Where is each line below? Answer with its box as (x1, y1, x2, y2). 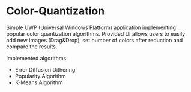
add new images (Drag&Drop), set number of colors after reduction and (6, 36, 183, 44)
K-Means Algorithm (14, 79, 63, 86)
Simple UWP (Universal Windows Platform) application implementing (6, 24, 176, 31)
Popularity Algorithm (14, 72, 66, 79)
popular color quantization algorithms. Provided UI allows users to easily (6, 30, 186, 37)
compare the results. (6, 43, 58, 50)
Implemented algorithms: (6, 54, 68, 62)
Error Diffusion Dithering (14, 66, 76, 73)
